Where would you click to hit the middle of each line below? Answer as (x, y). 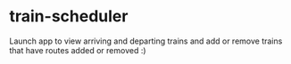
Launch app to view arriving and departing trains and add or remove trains (146, 41)
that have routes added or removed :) (78, 50)
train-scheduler (69, 16)
